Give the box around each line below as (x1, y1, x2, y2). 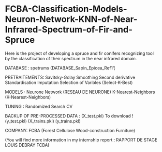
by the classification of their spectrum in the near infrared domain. (5, 55, 137, 61)
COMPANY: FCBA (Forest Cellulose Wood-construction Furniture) (5, 127, 135, 133)
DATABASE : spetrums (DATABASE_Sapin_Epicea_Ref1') (5, 65, 116, 71)
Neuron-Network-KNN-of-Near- (5, 14, 138, 25)
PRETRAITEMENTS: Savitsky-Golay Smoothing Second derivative (5, 74, 135, 80)
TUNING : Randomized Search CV (5, 103, 73, 109)
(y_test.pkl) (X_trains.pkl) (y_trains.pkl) (5, 118, 81, 124)
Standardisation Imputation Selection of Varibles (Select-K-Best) (5, 79, 133, 85)
